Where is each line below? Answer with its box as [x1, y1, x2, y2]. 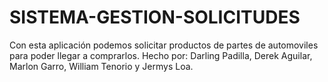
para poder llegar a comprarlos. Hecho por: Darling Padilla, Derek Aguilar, [9, 49, 313, 61]
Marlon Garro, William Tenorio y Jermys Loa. [9, 60, 194, 72]
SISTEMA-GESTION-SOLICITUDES [9, 6, 301, 29]
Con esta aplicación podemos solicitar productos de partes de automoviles [9, 39, 319, 51]
